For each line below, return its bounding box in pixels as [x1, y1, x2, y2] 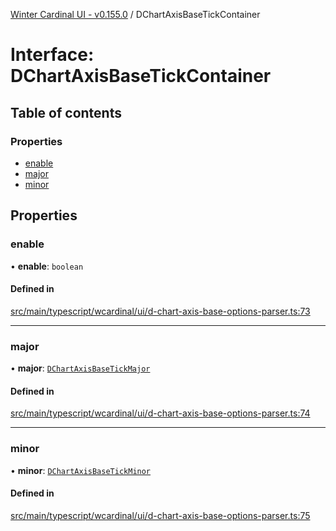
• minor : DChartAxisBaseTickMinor [10, 464, 152, 476]
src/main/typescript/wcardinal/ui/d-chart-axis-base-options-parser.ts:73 [10, 305, 311, 317]
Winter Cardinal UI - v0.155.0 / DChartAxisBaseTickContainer [10, 9, 261, 20]
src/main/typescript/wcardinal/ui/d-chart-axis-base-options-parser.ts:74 [10, 407, 311, 419]
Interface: [10, 44, 95, 66]
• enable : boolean [10, 260, 84, 272]
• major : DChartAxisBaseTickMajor [10, 362, 151, 374]
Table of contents [10, 104, 122, 121]
